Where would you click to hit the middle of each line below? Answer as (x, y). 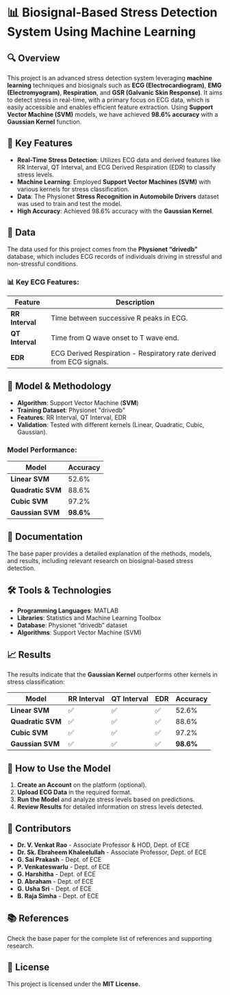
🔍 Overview (34, 58)
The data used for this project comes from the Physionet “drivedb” (102, 249)
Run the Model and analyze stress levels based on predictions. (106, 799)
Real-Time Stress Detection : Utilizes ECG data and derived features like (119, 160)
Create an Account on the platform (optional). (82, 785)
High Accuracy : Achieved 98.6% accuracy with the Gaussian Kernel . (115, 211)
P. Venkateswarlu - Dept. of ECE (64, 867)
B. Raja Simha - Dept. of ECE (58, 896)
